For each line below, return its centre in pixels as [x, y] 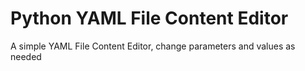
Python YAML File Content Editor [149, 18]
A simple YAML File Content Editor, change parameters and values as [153, 46]
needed [26, 56]
